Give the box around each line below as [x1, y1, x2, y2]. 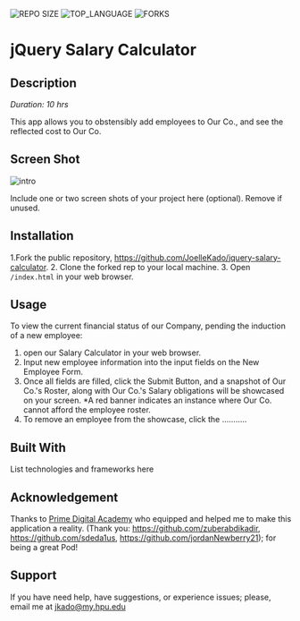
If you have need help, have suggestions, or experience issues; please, [10, 591, 271, 602]
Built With [10, 439, 66, 455]
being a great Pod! [10, 542, 79, 553]
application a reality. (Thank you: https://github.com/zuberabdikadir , [10, 523, 261, 534]
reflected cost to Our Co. [10, 126, 102, 136]
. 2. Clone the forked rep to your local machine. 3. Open [46, 261, 251, 272]
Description [10, 75, 77, 90]
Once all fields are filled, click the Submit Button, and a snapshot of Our [22, 376, 287, 387]
